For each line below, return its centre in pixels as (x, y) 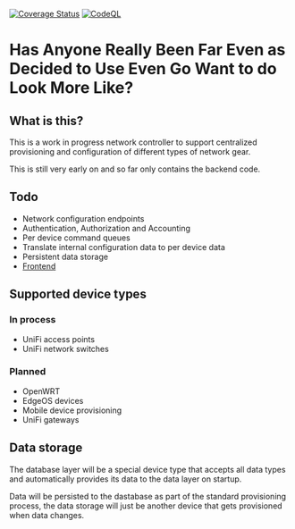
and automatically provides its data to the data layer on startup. (126, 479)
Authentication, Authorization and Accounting (106, 228)
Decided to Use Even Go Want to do (143, 69)
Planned (28, 372)
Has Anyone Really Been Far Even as (147, 50)
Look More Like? (72, 88)
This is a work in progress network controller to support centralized (133, 142)
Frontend (39, 266)
